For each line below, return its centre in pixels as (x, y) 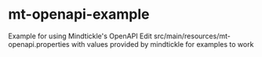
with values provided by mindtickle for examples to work (162, 44)
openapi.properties (39, 44)
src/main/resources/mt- (192, 36)
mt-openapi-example (79, 14)
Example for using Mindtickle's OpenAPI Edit (80, 36)
